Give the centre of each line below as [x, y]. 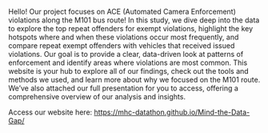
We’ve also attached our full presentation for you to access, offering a [123, 88]
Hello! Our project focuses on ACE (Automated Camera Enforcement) [122, 12]
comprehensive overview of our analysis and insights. [97, 97]
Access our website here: [50, 112]
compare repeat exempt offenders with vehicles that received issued [122, 46]
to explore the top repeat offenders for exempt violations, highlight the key [131, 28]
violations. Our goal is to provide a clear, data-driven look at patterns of [126, 54]
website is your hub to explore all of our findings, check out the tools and [129, 71]
